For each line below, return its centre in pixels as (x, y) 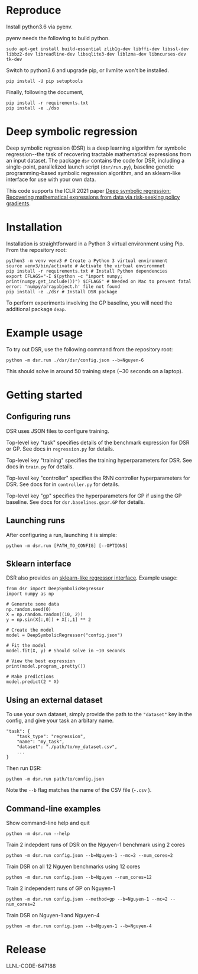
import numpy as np (30, 594)
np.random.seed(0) (29, 610)
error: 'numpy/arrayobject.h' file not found (63, 287)
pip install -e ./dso (33, 108)
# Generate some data (33, 604)
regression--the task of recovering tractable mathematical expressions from (99, 154)
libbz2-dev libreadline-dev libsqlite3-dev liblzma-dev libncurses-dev (96, 54)
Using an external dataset (54, 700)
